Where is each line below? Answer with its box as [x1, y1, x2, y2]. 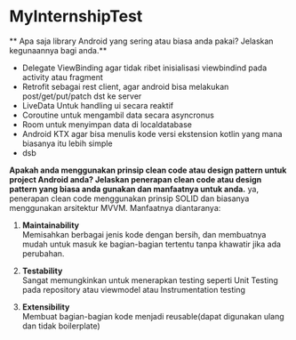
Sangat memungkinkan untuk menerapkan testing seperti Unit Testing [21, 274, 278, 286]
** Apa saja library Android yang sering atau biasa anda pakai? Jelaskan [9, 36, 274, 46]
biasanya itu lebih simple [21, 138, 113, 149]
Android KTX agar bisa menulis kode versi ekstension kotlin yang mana [21, 128, 283, 139]
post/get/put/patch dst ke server [21, 91, 142, 101]
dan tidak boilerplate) [21, 320, 100, 331]
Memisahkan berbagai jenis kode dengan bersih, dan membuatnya [21, 229, 267, 239]
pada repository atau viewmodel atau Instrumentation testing [21, 284, 246, 295]
